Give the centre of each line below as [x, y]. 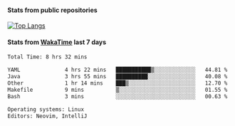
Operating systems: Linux [46, 109]
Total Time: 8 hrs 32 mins [47, 57]
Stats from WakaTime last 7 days [57, 42]
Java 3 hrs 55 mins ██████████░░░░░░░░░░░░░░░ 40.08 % [117, 77]
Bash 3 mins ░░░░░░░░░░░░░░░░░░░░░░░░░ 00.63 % [117, 96]
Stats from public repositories [52, 10]
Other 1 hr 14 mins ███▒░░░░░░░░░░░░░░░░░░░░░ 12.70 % [117, 83]
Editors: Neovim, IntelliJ [47, 116]
